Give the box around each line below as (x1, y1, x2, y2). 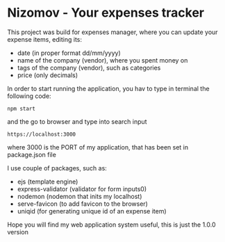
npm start (7, 105, 36, 112)
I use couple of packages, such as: (7, 163, 108, 172)
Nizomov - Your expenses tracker (7, 5, 205, 21)
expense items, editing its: (7, 35, 82, 43)
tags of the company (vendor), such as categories (17, 63, 161, 72)
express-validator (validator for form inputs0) (17, 184, 147, 193)
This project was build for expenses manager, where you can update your (7, 28, 218, 36)
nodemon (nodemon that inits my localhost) (17, 192, 142, 200)
